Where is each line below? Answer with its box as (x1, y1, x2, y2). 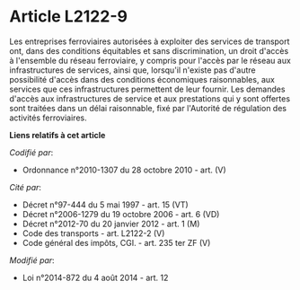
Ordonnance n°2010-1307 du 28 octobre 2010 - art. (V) (22, 164, 226, 175)
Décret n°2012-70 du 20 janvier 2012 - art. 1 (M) (22, 218, 200, 229)
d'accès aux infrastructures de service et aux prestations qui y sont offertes (9, 92, 290, 104)
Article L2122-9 (9, 6, 128, 27)
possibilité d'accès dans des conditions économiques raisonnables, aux (9, 74, 276, 84)
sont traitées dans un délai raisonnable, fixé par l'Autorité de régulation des (9, 102, 287, 113)
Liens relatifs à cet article (9, 129, 106, 140)
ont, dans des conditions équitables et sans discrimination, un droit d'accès (9, 45, 289, 56)
